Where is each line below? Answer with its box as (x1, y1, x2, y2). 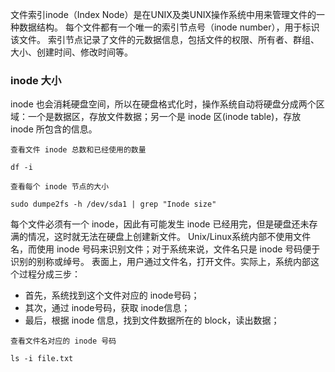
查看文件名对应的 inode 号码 (10, 336, 117, 347)
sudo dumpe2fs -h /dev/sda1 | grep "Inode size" (10, 199, 217, 210)
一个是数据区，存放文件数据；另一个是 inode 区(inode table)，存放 (27, 111, 302, 123)
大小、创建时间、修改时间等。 (10, 46, 133, 58)
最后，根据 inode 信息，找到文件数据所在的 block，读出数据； (24, 314, 280, 327)
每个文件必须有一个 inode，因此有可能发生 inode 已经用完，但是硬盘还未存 (10, 218, 318, 230)
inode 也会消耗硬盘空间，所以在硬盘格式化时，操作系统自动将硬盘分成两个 (10, 98, 317, 110)
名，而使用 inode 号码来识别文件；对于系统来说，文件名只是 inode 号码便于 (10, 243, 321, 255)
